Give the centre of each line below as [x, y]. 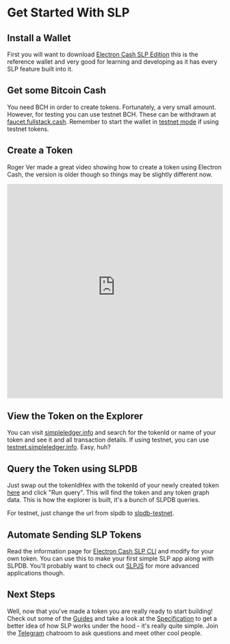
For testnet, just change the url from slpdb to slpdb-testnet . [91, 513]
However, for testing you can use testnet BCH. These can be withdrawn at [112, 114]
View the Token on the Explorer [75, 416]
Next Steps [31, 595]
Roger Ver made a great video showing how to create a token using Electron [114, 167]
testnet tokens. [28, 129]
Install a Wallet [39, 38]
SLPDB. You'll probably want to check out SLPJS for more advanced [103, 566]
